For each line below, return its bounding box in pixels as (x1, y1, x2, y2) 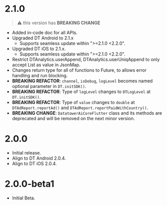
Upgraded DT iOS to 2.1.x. (12, 45, 66, 52)
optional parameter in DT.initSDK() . (12, 83, 87, 89)
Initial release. (12, 149, 41, 156)
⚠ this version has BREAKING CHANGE (17, 20, 100, 26)
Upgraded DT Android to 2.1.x (12, 35, 74, 41)
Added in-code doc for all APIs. (12, 29, 78, 35)
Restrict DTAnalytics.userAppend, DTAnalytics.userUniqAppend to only (12, 56, 160, 62)
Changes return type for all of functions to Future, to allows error (12, 67, 147, 73)
